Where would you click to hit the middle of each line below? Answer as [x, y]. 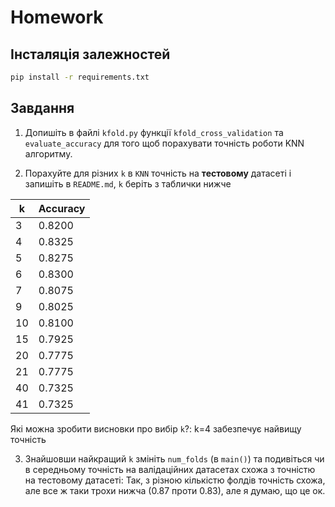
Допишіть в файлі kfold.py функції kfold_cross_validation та [154, 132]
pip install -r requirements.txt [80, 77]
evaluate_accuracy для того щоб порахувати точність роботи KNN [164, 143]
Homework [57, 17]
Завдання [42, 108]
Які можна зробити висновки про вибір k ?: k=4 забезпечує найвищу [156, 428]
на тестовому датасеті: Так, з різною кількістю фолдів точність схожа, [175, 480]
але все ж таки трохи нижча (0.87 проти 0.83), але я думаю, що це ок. [175, 490]
